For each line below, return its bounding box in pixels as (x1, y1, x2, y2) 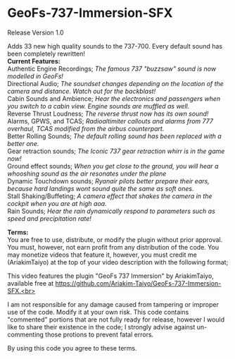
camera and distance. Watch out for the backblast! (7, 87, 156, 95)
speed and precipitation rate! (7, 214, 91, 223)
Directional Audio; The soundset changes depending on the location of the (7, 79, 224, 87)
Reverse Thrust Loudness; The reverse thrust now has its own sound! (7, 109, 209, 118)
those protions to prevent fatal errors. (45, 330, 154, 339)
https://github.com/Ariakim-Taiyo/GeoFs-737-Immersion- (55, 279, 222, 287)
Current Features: (7, 56, 61, 65)
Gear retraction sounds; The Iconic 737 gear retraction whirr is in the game (7, 147, 225, 155)
